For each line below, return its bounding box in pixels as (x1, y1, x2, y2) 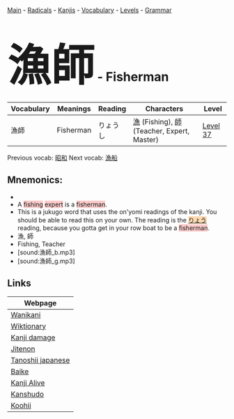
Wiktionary (10, 321, 47, 330)
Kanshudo (10, 389, 44, 399)
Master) (132, 135, 159, 144)
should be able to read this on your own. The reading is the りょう (17, 215, 207, 224)
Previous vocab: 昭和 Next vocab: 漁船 (7, 153, 118, 162)
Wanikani (10, 310, 41, 319)
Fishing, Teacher (17, 240, 66, 248)
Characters (145, 104, 184, 114)
